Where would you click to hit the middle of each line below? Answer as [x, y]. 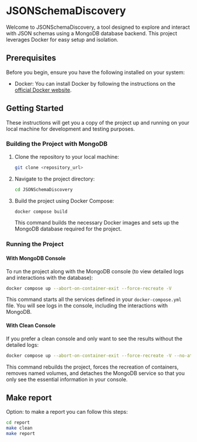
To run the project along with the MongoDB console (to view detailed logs [95, 271]
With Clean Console [31, 326]
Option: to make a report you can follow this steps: [67, 412]
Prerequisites [31, 58]
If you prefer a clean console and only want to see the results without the [94, 339]
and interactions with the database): [50, 277]
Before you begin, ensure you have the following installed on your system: [96, 72]
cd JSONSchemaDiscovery [44, 189]
